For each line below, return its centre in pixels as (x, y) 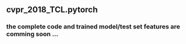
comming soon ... (33, 34)
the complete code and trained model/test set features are (93, 27)
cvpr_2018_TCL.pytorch (52, 10)
